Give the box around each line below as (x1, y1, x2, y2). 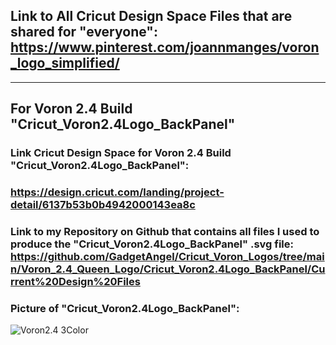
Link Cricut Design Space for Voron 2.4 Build (10, 146, 232, 160)
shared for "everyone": (10, 24, 158, 41)
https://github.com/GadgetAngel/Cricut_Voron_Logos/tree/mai (10, 249, 325, 263)
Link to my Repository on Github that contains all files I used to (10, 224, 320, 238)
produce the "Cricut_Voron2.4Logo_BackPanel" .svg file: (10, 237, 294, 251)
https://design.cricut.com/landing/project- (10, 185, 225, 199)
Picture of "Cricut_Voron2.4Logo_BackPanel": (10, 301, 240, 315)
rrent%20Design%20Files (10, 274, 141, 288)
